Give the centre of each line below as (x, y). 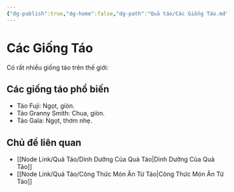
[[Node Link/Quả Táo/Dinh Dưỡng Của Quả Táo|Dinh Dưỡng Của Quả (116, 159)
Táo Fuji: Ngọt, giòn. (45, 106)
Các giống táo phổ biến (58, 89)
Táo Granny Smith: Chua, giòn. (61, 113)
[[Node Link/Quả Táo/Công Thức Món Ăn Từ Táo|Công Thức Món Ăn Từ (120, 174)
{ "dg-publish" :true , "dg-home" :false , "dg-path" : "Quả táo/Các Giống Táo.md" (118, 14)
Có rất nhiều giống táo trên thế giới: (58, 67)
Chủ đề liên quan (44, 142)
